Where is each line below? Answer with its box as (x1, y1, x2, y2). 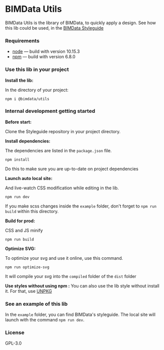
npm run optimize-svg (5, 265, 50, 270)
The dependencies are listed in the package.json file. (5, 147, 112, 153)
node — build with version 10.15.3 (12, 48, 80, 55)
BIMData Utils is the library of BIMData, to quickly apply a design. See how (5, 20, 156, 26)
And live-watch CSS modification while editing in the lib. (5, 185, 119, 191)
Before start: (5, 119, 32, 125)
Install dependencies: (5, 138, 51, 144)
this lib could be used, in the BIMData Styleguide (5, 25, 104, 31)
